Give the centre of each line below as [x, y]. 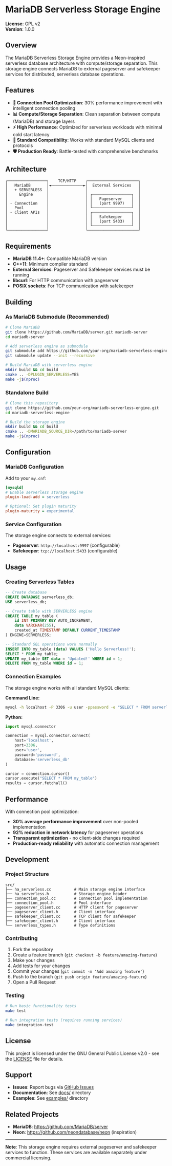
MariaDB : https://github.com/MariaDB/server [60, 1127]
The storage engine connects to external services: [58, 535]
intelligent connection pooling [44, 108]
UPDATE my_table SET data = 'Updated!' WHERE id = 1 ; [64, 659]
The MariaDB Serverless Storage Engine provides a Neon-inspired [75, 58]
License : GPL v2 [23, 24]
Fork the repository [33, 949]
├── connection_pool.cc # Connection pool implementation [76, 898]
